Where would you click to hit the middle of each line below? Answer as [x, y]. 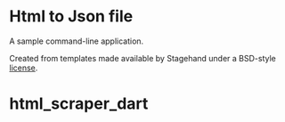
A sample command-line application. [77, 41]
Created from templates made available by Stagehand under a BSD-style [142, 58]
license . [24, 68]
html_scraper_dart [79, 104]
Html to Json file [71, 16]
